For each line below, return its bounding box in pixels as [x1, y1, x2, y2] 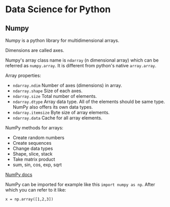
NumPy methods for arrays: [5, 125, 64, 131]
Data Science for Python [5, 4, 111, 15]
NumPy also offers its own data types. [12, 104, 93, 110]
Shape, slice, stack [12, 151, 53, 157]
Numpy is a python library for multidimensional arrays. [5, 37, 119, 43]
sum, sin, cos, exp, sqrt [12, 162, 62, 168]
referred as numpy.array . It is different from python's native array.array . [5, 63, 157, 68]
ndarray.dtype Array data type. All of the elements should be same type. [12, 98, 165, 105]
